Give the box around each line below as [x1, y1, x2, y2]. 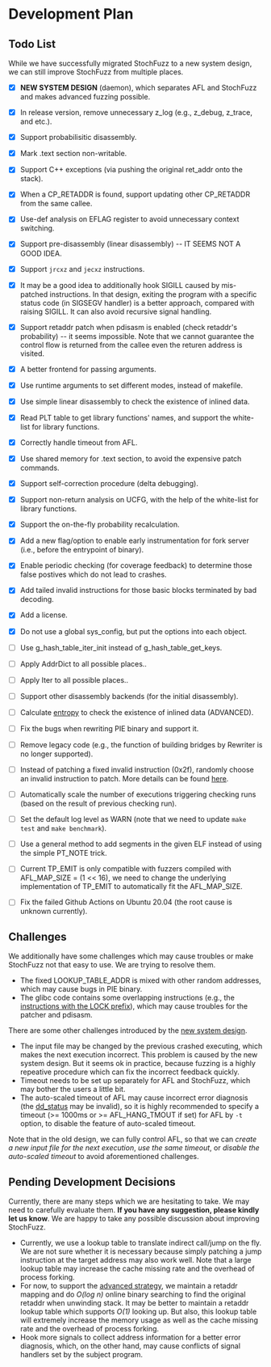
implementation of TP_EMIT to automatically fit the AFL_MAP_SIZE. [19, 882, 244, 891]
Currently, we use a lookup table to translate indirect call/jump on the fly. [19, 1238, 262, 1247]
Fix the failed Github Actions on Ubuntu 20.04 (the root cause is [19, 897, 232, 907]
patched [19, 289, 48, 299]
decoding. [19, 595, 54, 604]
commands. [19, 463, 60, 473]
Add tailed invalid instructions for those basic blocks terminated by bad [19, 586, 257, 595]
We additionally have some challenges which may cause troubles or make [8, 951, 254, 961]
